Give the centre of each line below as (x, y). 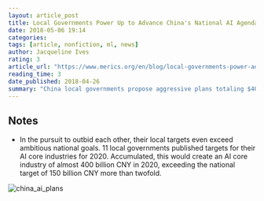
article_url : (29, 67)
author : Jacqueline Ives (49, 52)
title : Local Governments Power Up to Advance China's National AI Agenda (133, 23)
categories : (27, 37)
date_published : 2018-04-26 (54, 81)
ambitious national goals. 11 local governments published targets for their (137, 148)
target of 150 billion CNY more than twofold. (91, 173)
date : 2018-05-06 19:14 (47, 30)
